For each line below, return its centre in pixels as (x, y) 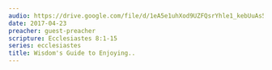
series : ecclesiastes (45, 46)
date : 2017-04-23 (38, 23)
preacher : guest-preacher (52, 31)
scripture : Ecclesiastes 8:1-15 (63, 38)
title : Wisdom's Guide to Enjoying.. (72, 53)
